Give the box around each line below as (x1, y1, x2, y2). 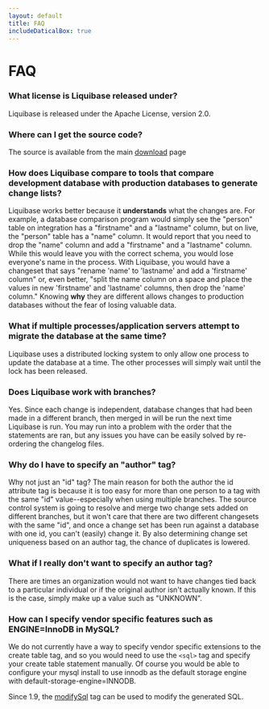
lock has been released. (8, 366, 88, 375)
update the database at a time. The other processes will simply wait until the (8, 357, 262, 367)
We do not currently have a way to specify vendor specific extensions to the (8, 641, 262, 651)
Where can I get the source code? (8, 128, 143, 140)
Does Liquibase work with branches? (8, 386, 156, 397)
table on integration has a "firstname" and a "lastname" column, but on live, (8, 223, 259, 233)
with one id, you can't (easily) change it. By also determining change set (8, 529, 248, 539)
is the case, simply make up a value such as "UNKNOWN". (8, 593, 203, 602)
